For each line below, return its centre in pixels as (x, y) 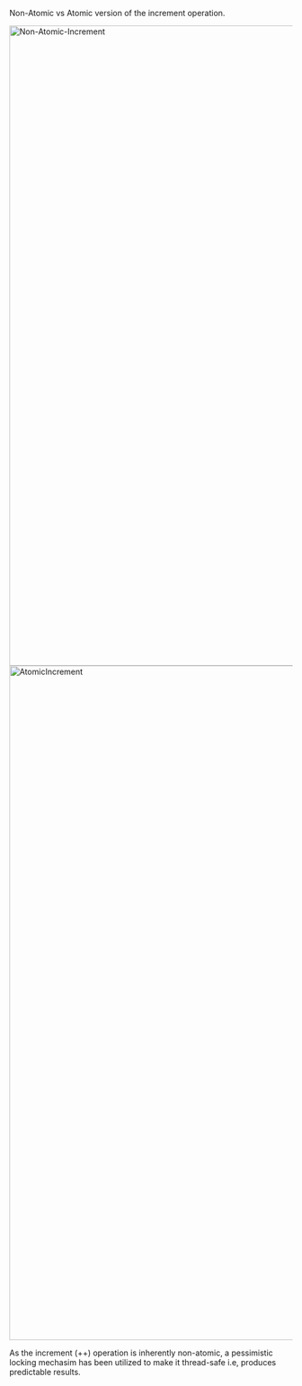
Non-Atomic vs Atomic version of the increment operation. (117, 13)
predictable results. (45, 1372)
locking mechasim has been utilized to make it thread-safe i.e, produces (143, 1362)
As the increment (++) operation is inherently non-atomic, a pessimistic (142, 1353)
